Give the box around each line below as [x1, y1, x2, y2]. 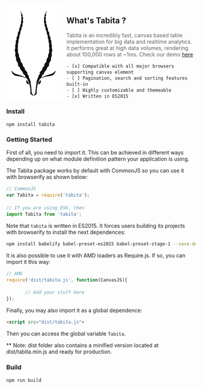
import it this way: [6, 258, 51, 265]
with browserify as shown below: [6, 173, 88, 181]
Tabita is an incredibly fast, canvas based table [66, 31, 183, 38]
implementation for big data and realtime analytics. [66, 38, 192, 45]
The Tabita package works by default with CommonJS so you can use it [6, 167, 185, 174]
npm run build [6, 378, 42, 384]
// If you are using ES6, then [6, 205, 85, 211]
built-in [66, 81, 88, 87]
